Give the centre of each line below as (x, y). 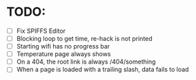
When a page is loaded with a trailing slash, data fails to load (102, 70)
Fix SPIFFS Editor (41, 31)
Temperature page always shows (63, 54)
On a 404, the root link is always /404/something (86, 62)
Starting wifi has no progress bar (63, 46)
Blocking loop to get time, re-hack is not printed (84, 39)
